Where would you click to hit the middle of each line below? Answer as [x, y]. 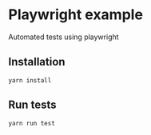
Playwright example [76, 15]
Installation [37, 62]
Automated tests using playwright [64, 37]
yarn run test [32, 123]
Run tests [32, 105]
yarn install [30, 80]
